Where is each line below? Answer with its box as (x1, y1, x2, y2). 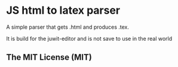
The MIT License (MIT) (6, 52, 93, 63)
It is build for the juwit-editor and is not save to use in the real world (6, 35, 173, 42)
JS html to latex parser (6, 4, 121, 17)
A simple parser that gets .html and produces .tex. (6, 23, 130, 31)
